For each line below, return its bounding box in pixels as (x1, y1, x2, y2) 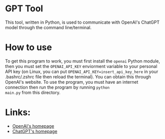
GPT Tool (5, 3, 43, 14)
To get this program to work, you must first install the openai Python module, (5, 58, 160, 64)
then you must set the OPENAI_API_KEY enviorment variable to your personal (5, 63, 158, 69)
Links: (5, 107, 31, 118)
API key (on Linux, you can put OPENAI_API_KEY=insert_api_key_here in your (5, 69, 159, 74)
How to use (5, 42, 52, 53)
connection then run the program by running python (5, 84, 110, 90)
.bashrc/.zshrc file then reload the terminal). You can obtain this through (5, 73, 151, 79)
